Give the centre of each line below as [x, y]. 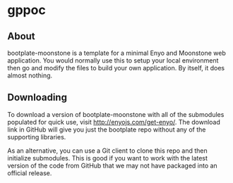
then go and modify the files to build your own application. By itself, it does [116, 68]
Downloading [37, 97]
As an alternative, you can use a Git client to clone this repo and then [108, 151]
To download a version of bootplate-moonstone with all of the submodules [116, 114]
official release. [30, 173]
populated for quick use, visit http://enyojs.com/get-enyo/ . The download [114, 122]
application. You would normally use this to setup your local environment [113, 61]
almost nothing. [30, 75]
